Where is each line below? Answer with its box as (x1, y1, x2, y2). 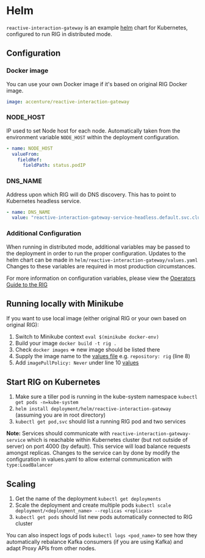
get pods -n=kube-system (15, 400, 79, 406)
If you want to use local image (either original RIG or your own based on (6, 315, 187, 322)
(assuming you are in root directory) (15, 411, 106, 419)
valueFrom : (12, 151, 40, 157)
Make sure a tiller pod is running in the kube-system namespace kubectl (15, 393, 198, 400)
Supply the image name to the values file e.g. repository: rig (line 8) (15, 353, 190, 360)
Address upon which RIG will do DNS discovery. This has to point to (6, 191, 176, 198)
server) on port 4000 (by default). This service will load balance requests (6, 442, 191, 450)
